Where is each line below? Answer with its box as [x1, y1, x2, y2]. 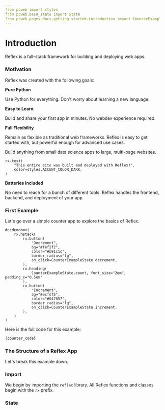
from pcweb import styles [5, 7, 58, 12]
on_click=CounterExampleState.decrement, [31, 257, 118, 263]
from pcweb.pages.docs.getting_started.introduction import [5, 16, 131, 21]
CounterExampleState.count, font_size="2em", [31, 271, 126, 275]
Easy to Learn [5, 106, 34, 111]
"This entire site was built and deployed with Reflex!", [14, 163, 135, 167]
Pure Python [5, 86, 31, 92]
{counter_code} [5, 336, 36, 341]
